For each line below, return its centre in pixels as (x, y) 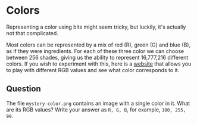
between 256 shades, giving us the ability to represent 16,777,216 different (97, 57)
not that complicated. (32, 33)
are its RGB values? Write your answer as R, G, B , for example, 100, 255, (96, 109)
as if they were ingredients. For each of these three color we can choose (95, 51)
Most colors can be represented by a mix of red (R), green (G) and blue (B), (98, 45)
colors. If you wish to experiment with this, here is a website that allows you (99, 64)
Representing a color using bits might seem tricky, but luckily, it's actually (96, 27)
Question (24, 89)
